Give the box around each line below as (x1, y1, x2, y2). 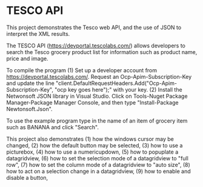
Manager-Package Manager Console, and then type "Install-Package (6, 98, 179, 106)
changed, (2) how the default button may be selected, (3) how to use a (6, 141, 183, 149)
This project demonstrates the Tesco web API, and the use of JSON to (6, 24, 182, 31)
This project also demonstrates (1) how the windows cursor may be (6, 135, 175, 143)
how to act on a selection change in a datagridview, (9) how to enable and (6, 168, 191, 175)
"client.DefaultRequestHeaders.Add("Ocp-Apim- (55, 80, 178, 87)
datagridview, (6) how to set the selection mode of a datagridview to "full (6, 154, 189, 161)
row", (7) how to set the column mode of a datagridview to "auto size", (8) (6, 161, 191, 168)
